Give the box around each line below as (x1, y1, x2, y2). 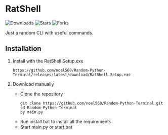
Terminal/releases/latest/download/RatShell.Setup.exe (12, 72, 131, 77)
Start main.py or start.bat (20, 124, 72, 130)
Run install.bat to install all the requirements (20, 118, 111, 124)
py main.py (20, 110, 44, 115)
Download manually (12, 81, 54, 87)
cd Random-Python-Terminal (20, 105, 77, 110)
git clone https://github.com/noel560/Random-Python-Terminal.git (20, 100, 163, 106)
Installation (5, 44, 41, 53)
